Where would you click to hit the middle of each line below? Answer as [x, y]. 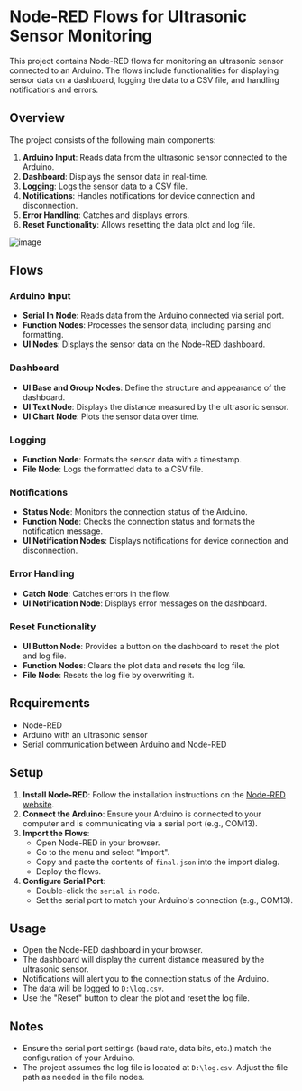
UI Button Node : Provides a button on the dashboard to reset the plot [151, 646]
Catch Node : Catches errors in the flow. [96, 593]
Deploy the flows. [69, 871]
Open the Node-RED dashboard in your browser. [112, 950]
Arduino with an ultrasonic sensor [85, 734]
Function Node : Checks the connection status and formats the [138, 522]
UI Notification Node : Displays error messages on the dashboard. [145, 603]
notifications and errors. [54, 89]
